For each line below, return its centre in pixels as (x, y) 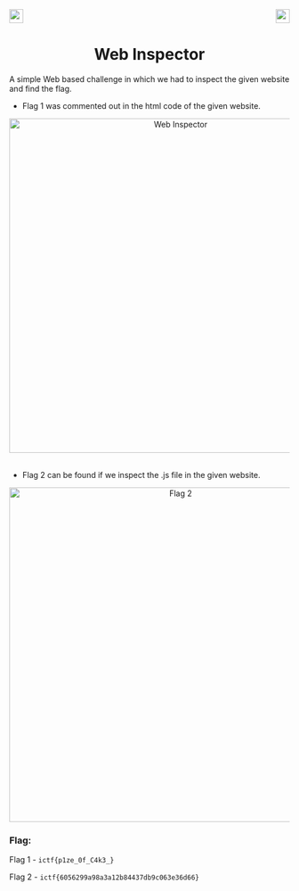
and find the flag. (41, 88)
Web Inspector (149, 55)
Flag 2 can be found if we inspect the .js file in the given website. (141, 474)
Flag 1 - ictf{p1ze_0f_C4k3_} (62, 860)
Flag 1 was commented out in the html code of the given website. (141, 105)
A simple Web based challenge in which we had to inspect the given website (149, 78)
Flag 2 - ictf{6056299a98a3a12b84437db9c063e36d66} (105, 877)
